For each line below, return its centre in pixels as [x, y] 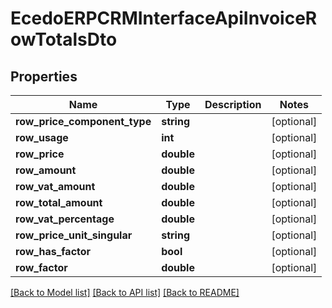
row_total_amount [59, 202]
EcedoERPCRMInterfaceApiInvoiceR [164, 18]
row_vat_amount [55, 186]
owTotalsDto [64, 39]
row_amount [46, 170]
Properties [44, 76]
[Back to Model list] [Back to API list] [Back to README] [125, 292]
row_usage [42, 137]
